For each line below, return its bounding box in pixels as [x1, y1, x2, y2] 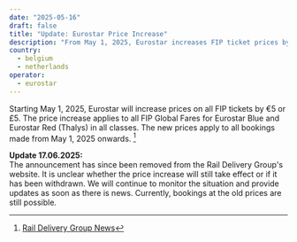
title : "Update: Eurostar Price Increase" [9, 29, 168, 38]
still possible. [9, 197, 57, 208]
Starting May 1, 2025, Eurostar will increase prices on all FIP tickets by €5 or [9, 103, 286, 113]
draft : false [9, 21, 57, 30]
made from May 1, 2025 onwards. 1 [9, 131, 137, 144]
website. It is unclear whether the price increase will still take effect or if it [9, 169, 278, 180]
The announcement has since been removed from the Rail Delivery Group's [9, 160, 284, 170]
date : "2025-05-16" [9, 12, 81, 22]
